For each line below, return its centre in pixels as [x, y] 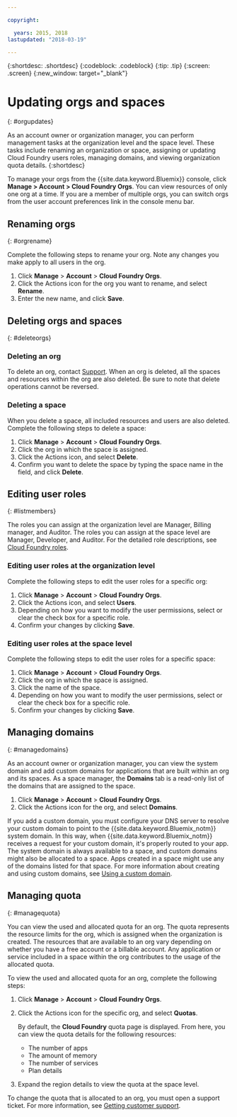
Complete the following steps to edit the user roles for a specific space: [111, 659]
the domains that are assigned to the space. [71, 786]
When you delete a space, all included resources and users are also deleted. [118, 420]
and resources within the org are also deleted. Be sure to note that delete [114, 379]
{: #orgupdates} [31, 122]
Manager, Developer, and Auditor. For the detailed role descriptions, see [112, 540]
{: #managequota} [34, 913]
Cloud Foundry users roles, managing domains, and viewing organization [114, 158]
